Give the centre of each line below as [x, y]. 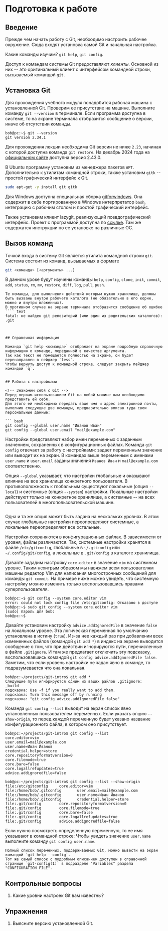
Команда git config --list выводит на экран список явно [68, 708]
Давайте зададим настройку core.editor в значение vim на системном [81, 563]
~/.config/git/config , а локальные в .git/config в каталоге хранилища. [82, 553]
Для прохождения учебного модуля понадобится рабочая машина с [79, 102]
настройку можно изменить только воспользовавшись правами [74, 584]
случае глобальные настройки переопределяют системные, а [72, 522]
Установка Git [28, 91]
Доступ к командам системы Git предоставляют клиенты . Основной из [82, 64]
